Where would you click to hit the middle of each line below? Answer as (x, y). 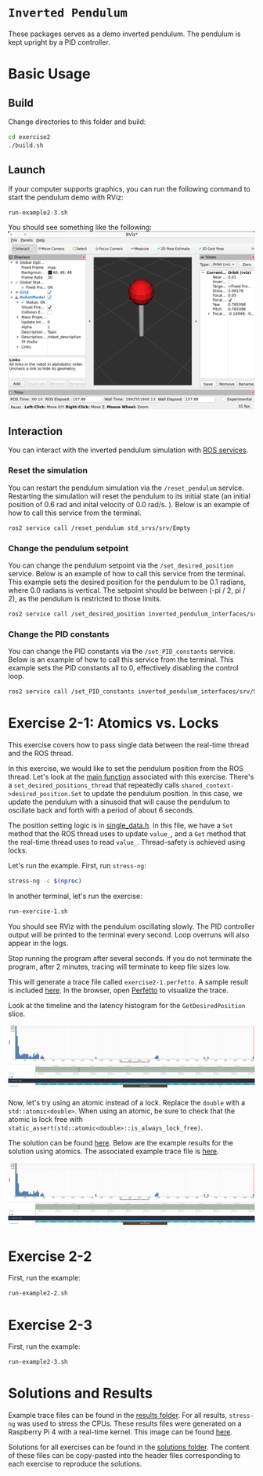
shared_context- (208, 785)
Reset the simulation (48, 470)
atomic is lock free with (46, 1119)
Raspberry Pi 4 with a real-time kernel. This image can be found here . (121, 1432)
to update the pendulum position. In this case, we (163, 793)
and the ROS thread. (41, 753)
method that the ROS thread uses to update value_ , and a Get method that (127, 833)
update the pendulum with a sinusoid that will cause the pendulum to (119, 802)
